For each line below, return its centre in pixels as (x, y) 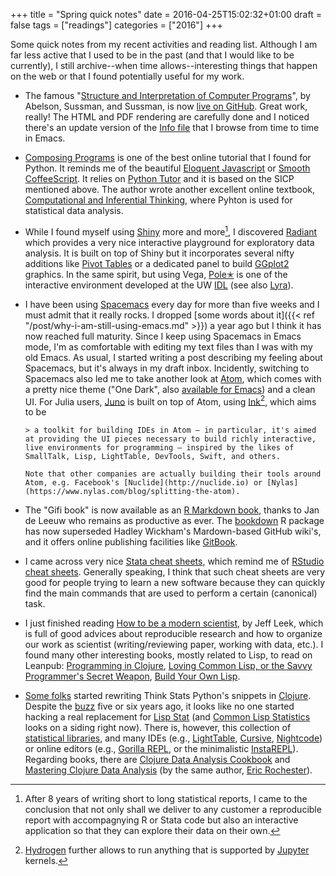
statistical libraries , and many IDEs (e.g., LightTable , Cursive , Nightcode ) (173, 738)
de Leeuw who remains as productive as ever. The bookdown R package (174, 521)
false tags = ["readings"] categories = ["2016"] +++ (116, 25)
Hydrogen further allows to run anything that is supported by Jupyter (167, 850)
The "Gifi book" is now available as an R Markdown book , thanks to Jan (172, 510)
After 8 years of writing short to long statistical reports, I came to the (166, 799)
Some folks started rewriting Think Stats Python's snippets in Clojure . (168, 696)
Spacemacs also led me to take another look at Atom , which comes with (173, 378)
